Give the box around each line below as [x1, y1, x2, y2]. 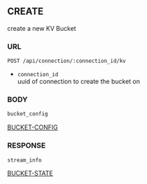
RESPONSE [7, 141, 46, 150]
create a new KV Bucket [7, 24, 77, 32]
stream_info [7, 157, 42, 164]
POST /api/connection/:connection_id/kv [7, 57, 127, 65]
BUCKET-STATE [7, 169, 54, 177]
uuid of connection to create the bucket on [17, 77, 141, 86]
